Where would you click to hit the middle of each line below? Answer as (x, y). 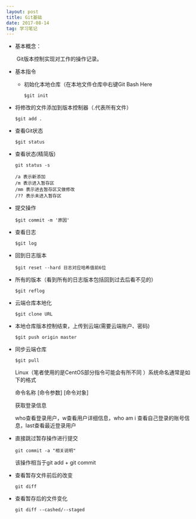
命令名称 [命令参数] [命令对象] (52, 393)
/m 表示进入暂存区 (35, 183)
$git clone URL (34, 314)
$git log (26, 244)
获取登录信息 (30, 405)
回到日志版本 (30, 256)
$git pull (27, 361)
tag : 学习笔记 (22, 28)
